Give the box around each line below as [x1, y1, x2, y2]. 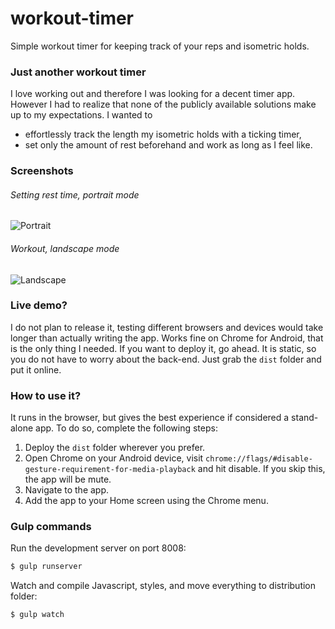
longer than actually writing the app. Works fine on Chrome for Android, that [10, 332, 324, 344]
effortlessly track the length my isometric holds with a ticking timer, [24, 128, 302, 141]
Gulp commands [10, 520, 92, 534]
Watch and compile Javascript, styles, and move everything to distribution [10, 580, 317, 592]
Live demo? [10, 298, 68, 312]
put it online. [10, 363, 62, 376]
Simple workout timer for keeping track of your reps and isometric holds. [10, 40, 310, 52]
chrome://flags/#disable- [205, 454, 313, 464]
